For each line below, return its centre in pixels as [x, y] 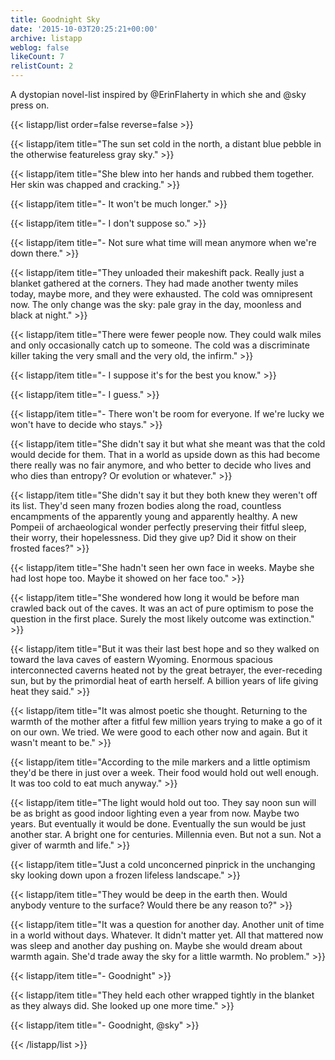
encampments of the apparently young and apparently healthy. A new [154, 516]
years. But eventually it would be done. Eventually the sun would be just [158, 824]
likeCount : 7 [37, 57]
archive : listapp [46, 38]
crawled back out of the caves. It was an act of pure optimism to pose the [162, 608]
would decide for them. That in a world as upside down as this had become [165, 454]
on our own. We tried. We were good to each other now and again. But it [159, 732]
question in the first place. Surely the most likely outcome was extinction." [162, 619]
